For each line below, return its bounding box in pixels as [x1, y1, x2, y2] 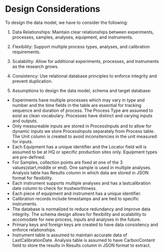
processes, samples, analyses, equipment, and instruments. [12, 34, 134, 40]
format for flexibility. [12, 175, 53, 181]
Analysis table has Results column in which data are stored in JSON [12, 169, 149, 175]
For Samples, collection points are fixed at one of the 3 [12, 159, 123, 165]
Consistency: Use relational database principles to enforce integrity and [12, 73, 157, 79]
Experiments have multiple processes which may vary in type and [12, 97, 145, 103]
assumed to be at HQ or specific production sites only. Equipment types [12, 149, 158, 155]
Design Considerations [5, 3, 100, 15]
